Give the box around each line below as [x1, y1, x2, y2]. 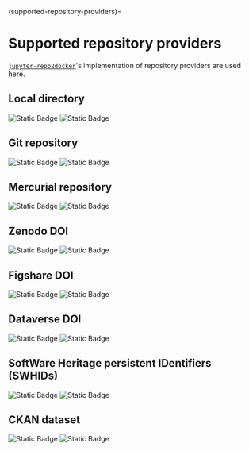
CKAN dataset [8, 413, 81, 427]
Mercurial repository [8, 180, 113, 194]
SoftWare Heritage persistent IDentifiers [8, 357, 212, 370]
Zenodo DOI [8, 224, 69, 237]
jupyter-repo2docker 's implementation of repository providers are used [8, 60, 242, 70]
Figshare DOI [8, 268, 74, 282]
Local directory [8, 92, 85, 106]
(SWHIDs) [8, 369, 58, 383]
